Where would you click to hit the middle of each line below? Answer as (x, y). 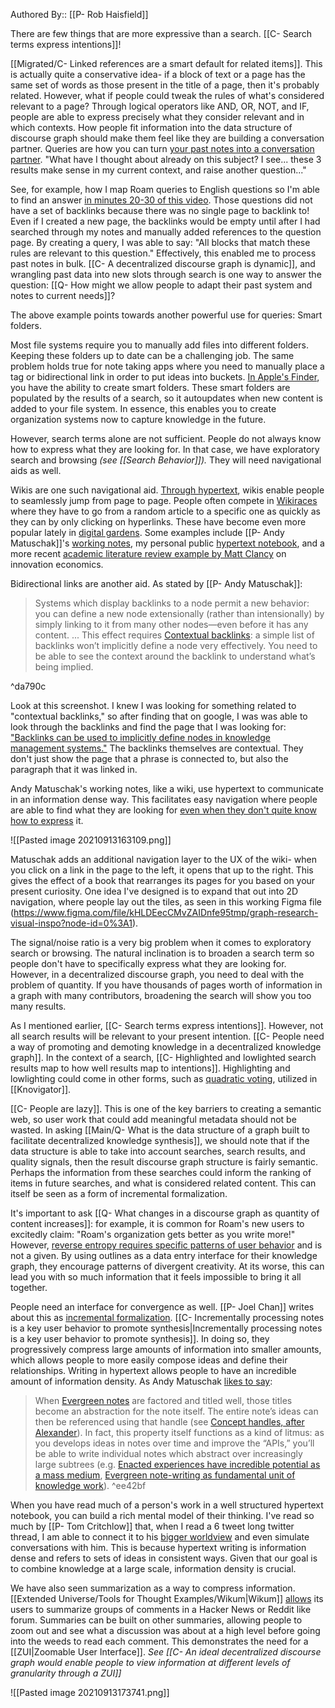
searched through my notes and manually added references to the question (166, 232)
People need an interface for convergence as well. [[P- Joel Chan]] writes (162, 1307)
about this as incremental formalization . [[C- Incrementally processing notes (167, 1317)
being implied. (64, 667)
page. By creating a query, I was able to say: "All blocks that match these (160, 242)
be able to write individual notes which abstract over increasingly (168, 1453)
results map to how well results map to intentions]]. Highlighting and (150, 1068)
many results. (38, 1006)
